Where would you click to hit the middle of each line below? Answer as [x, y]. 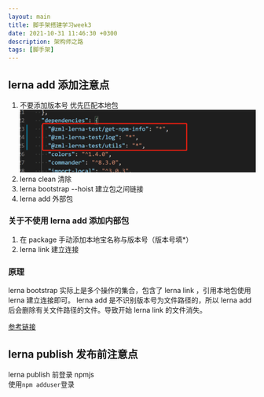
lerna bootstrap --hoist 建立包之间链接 [81, 188]
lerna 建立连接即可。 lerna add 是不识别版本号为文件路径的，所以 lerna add [130, 300]
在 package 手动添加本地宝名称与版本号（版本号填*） [106, 239]
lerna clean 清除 [46, 179]
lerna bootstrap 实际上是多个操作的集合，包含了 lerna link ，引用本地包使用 [130, 291]
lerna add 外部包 [46, 198]
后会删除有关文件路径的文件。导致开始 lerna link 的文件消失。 [107, 310]
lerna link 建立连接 [49, 249]
